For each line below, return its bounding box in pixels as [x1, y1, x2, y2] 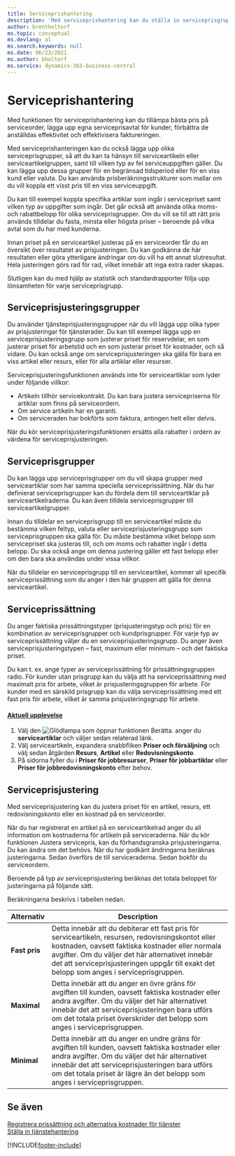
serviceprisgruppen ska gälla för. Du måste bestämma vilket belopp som [7, 533, 215, 541]
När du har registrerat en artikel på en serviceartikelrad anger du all [7, 824, 201, 832]
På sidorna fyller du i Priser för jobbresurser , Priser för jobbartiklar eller [17, 756, 228, 765]
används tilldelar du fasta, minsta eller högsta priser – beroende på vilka [7, 217, 215, 225]
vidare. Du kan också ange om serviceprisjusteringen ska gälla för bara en [7, 350, 222, 358]
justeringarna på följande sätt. [7, 882, 94, 890]
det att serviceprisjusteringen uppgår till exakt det [51, 959, 215, 968]
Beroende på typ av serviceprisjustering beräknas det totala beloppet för [7, 874, 218, 882]
